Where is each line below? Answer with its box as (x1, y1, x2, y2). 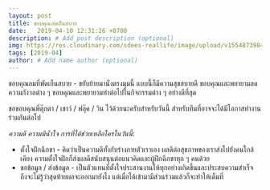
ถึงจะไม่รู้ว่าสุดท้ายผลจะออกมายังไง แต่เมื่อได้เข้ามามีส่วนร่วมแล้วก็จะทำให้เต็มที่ (19, 172, 224, 181)
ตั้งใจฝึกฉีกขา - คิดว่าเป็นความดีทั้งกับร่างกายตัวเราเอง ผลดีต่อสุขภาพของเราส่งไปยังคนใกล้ (19, 144, 255, 154)
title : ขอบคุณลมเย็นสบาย (8, 19, 78, 27)
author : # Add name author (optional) (8, 57, 138, 65)
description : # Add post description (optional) (8, 34, 174, 42)
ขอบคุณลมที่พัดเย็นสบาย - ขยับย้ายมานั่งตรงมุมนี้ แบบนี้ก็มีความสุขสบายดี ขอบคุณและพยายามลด (8, 78, 258, 88)
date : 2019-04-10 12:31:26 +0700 (8, 26, 128, 34)
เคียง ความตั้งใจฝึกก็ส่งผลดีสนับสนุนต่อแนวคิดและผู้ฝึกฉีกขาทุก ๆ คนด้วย (19, 153, 211, 163)
